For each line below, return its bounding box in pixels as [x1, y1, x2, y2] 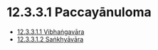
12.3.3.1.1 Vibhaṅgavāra [16, 27, 85, 36]
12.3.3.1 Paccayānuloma [6, 4, 152, 20]
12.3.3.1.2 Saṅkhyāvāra [16, 35, 84, 43]
